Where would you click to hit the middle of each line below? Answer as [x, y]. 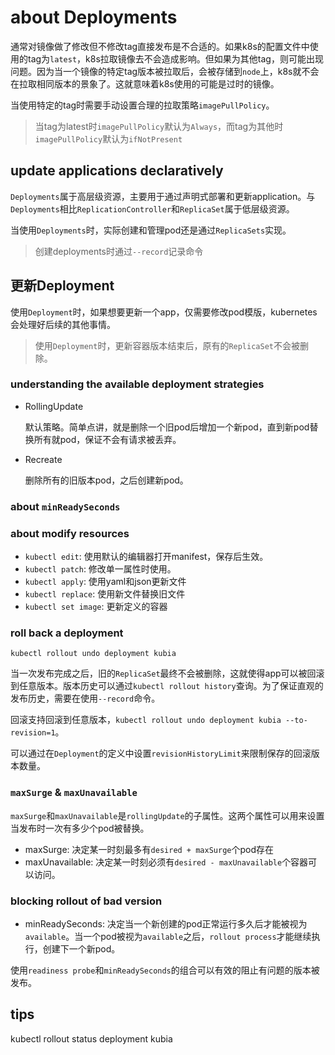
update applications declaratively [117, 171]
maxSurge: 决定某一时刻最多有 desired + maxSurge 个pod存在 [149, 849]
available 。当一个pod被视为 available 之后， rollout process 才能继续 [168, 936]
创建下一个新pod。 [81, 948]
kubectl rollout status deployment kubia [91, 1038]
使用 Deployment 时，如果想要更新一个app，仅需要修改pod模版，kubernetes [164, 312]
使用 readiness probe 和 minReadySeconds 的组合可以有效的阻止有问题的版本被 [165, 970]
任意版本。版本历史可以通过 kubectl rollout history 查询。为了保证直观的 [171, 686]
